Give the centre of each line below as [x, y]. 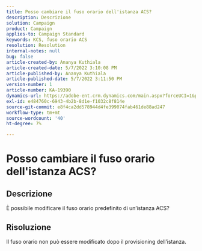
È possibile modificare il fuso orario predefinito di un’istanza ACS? [88, 208]
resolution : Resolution [36, 46]
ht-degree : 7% [24, 124]
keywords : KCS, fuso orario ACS [47, 40]
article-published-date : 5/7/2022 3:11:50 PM [64, 79]
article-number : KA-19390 [38, 90]
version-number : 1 [29, 85]
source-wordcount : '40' [36, 118]
